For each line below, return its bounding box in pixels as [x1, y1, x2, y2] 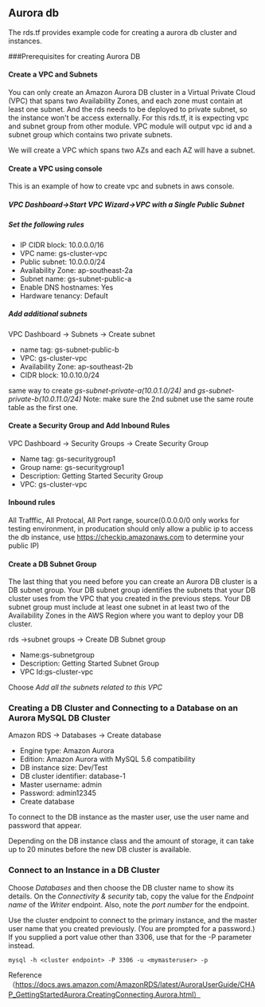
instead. [8, 941, 35, 950]
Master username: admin [19, 780, 102, 789]
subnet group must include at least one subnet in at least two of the [8, 602, 230, 612]
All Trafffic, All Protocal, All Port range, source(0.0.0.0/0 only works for [8, 515, 240, 525]
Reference [8, 969, 42, 980]
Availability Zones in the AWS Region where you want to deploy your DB [8, 610, 244, 621]
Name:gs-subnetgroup [19, 650, 95, 660]
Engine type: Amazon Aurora [19, 746, 115, 756]
